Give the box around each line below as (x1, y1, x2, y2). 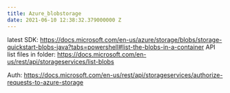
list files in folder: (7, 50, 56, 59)
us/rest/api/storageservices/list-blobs (7, 57, 115, 65)
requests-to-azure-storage (7, 78, 84, 86)
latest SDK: (7, 35, 39, 43)
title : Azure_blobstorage (7, 10, 81, 17)
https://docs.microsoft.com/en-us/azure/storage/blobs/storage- (40, 35, 222, 43)
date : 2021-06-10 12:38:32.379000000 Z (7, 17, 122, 23)
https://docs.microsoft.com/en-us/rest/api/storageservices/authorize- (23, 70, 223, 79)
